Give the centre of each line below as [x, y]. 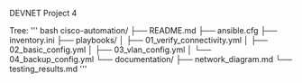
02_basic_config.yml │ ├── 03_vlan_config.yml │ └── [110, 50]
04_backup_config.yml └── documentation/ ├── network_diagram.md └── [151, 59]
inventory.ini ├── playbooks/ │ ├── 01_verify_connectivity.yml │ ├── [139, 40]
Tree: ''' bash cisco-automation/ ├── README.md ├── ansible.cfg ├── [143, 30]
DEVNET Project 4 [43, 13]
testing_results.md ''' [48, 69]
